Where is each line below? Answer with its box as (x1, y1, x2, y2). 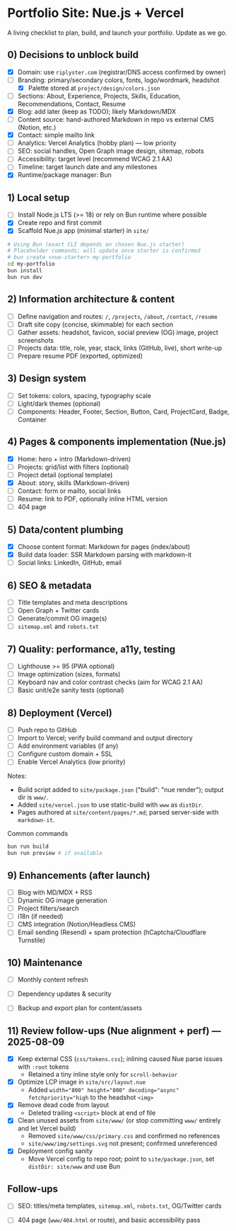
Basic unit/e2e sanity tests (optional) (17, 686, 125, 695)
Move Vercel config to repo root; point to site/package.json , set (28, 1155, 215, 1163)
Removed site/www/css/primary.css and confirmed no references (28, 1132, 220, 1140)
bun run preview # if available (7, 850, 102, 857)
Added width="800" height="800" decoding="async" (28, 1086, 179, 1094)
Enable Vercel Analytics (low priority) (17, 758, 126, 766)
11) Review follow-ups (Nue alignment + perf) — (7, 1025, 221, 1037)
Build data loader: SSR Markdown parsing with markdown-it (17, 550, 192, 559)
